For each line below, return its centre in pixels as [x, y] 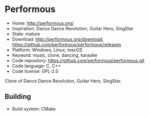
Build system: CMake [34, 108]
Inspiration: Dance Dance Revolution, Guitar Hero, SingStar [73, 28]
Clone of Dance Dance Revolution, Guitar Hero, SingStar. [63, 81]
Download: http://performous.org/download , [58, 39]
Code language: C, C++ [36, 66]
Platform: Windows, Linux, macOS [47, 50]
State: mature [26, 34]
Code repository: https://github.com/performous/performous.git [78, 60]
